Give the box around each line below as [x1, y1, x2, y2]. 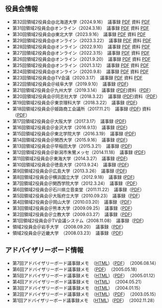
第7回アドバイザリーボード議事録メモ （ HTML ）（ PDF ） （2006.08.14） [12, 260, 159, 266]
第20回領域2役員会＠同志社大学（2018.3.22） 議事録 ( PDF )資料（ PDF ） [12, 93, 160, 99]
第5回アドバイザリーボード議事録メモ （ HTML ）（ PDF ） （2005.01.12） [12, 272, 158, 278]
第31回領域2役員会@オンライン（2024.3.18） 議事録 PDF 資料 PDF [12, 25, 150, 31]
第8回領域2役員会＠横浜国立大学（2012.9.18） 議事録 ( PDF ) [12, 174, 135, 180]
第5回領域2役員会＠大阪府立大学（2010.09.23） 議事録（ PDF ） [12, 193, 143, 199]
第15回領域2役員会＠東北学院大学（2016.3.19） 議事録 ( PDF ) [12, 131, 137, 137]
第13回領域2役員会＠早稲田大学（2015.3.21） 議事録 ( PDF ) [12, 143, 133, 149]
